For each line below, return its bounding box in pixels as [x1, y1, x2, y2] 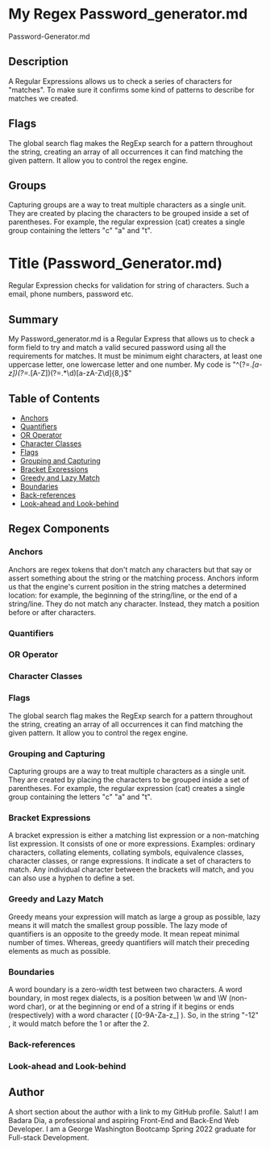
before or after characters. [8, 607, 97, 617]
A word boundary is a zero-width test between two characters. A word [8, 985, 243, 994]
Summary [8, 312, 59, 327]
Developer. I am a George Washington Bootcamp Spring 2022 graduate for [8, 1124, 256, 1134]
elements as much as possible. [8, 946, 111, 955]
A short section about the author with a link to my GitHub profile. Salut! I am [8, 1106, 260, 1117]
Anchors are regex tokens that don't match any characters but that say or [8, 564, 252, 574]
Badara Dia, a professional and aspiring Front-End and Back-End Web [8, 1115, 239, 1125]
